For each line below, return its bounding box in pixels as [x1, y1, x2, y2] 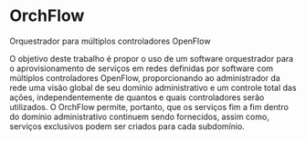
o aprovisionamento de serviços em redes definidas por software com [9, 63, 274, 74]
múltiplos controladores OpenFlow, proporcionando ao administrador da [9, 72, 280, 83]
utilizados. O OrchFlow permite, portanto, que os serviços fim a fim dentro [9, 101, 290, 112]
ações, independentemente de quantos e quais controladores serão [9, 92, 265, 103]
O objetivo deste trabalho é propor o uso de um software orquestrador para [9, 53, 294, 64]
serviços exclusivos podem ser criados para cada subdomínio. [9, 120, 245, 132]
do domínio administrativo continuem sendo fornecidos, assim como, [9, 111, 269, 122]
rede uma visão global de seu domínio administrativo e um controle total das [9, 82, 297, 93]
